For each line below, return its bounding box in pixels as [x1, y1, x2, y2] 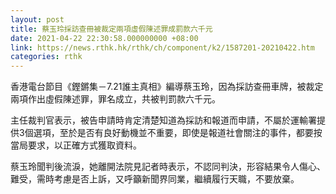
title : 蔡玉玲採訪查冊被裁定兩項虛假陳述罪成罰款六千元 [10, 24, 213, 34]
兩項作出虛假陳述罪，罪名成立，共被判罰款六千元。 [10, 93, 221, 105]
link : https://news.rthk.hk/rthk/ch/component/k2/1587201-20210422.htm [10, 42, 315, 53]
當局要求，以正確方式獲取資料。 [10, 139, 142, 151]
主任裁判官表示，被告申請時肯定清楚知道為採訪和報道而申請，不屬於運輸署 [10, 114, 317, 126]
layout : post [10, 14, 65, 25]
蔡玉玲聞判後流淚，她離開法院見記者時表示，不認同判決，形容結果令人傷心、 [10, 161, 326, 173]
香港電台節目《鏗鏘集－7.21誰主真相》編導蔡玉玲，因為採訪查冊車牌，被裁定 [10, 81, 324, 93]
